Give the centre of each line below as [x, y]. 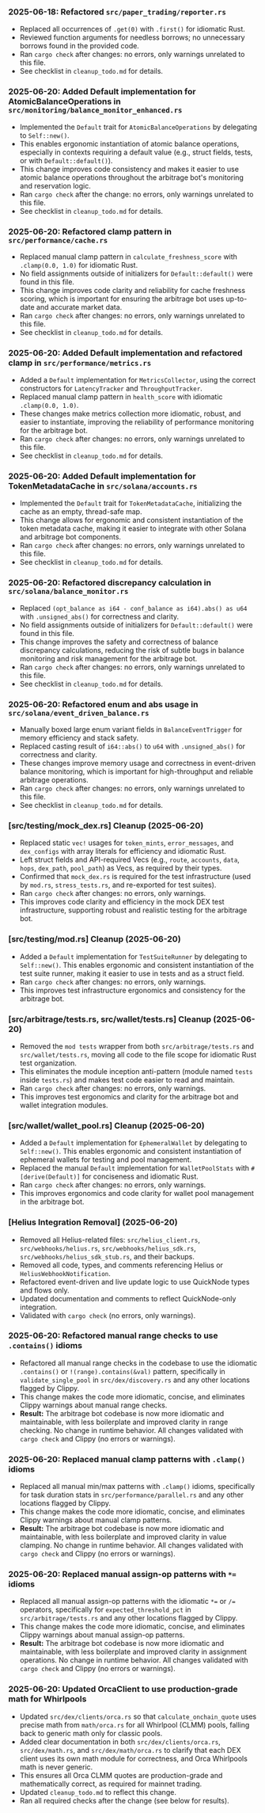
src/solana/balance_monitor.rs [68, 592]
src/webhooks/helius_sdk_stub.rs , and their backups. [107, 1256]
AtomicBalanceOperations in [64, 101]
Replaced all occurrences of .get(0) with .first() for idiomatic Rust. [132, 29]
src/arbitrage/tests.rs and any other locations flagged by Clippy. [129, 1618]
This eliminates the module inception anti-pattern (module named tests [136, 1071]
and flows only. [44, 1290]
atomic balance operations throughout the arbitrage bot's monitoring [131, 177]
